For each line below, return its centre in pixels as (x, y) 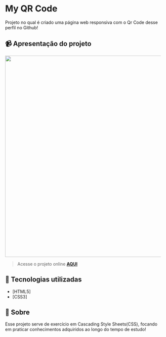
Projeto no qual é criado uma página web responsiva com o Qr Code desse (82, 22)
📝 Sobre (18, 312)
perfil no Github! (22, 27)
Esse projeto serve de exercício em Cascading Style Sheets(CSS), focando (81, 324)
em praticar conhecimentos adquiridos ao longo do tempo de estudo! (76, 330)
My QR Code (31, 9)
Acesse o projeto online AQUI (47, 264)
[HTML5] (21, 291)
